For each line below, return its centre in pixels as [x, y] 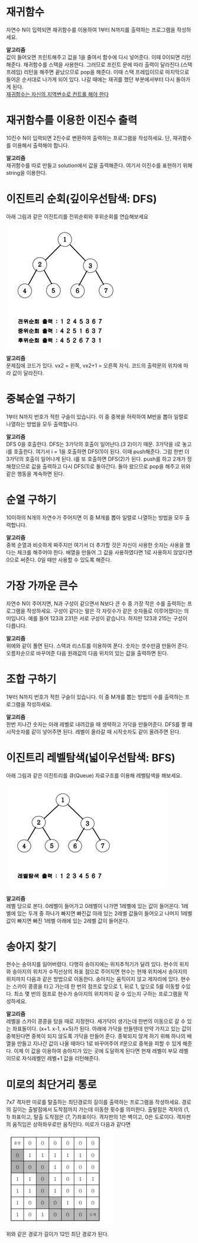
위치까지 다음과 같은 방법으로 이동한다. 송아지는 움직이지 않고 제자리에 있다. [93, 979]
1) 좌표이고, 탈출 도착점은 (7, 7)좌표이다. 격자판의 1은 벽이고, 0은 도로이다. [91, 1117]
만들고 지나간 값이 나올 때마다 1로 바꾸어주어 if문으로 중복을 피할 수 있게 [99, 1044]
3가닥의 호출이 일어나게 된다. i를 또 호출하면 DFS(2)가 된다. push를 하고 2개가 [96, 459]
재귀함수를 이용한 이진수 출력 [72, 121]
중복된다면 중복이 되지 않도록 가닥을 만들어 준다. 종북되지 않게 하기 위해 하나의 [96, 1036]
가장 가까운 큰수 [42, 586]
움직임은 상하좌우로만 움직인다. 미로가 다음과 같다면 [72, 1124]
